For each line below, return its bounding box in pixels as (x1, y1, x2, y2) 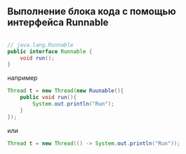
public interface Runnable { (7, 48, 93, 55)
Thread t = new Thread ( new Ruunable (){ (7, 87, 124, 94)
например (7, 74, 38, 82)
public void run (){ (20, 94, 77, 101)
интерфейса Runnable (7, 17, 109, 29)
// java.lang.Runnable (7, 41, 74, 49)
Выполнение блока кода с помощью (7, 6, 177, 18)
